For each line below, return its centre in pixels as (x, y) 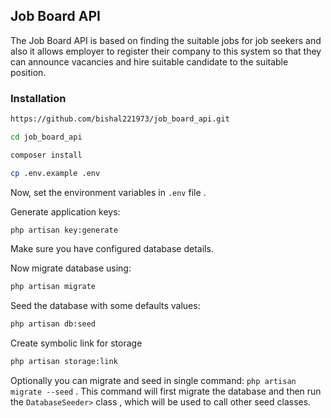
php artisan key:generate (64, 230)
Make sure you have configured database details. (112, 249)
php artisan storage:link (64, 362)
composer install (46, 155)
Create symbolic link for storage (76, 343)
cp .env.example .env (55, 173)
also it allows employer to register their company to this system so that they (166, 51)
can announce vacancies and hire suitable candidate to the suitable (149, 61)
